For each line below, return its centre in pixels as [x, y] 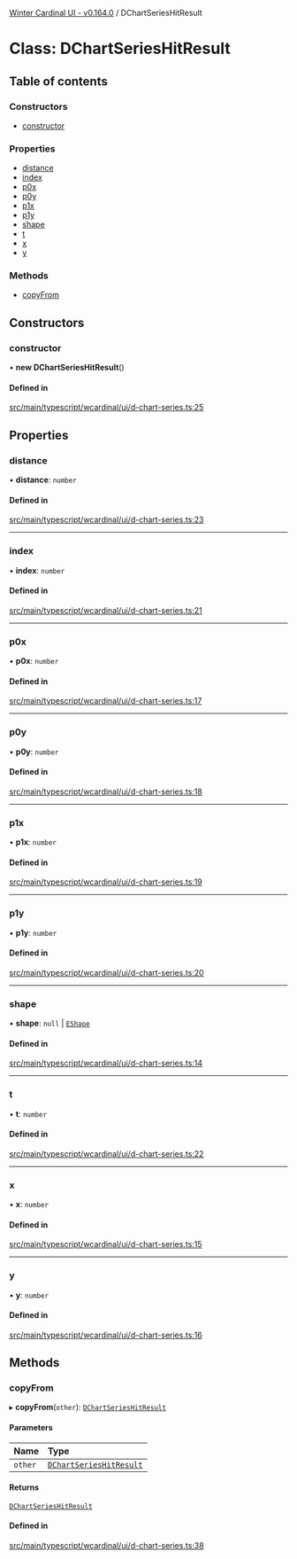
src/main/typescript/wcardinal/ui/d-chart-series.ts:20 [107, 972]
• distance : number [43, 480]
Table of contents [58, 81]
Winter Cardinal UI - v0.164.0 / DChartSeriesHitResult [106, 13]
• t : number [28, 1114]
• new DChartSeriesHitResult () [67, 368]
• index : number [37, 570]
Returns [24, 1487]
